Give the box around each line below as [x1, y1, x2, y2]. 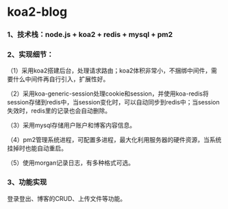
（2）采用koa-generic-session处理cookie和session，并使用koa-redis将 [7, 89, 209, 98]
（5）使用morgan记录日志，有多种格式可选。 [7, 158, 135, 167]
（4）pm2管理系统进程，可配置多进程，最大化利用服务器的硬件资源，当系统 [7, 136, 222, 144]
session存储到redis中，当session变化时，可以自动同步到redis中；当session [7, 98, 220, 107]
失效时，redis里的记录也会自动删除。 [7, 107, 112, 115]
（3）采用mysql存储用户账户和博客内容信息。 [7, 121, 136, 130]
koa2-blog [7, 4, 68, 20]
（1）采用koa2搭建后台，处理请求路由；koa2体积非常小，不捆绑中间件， [7, 66, 212, 75]
